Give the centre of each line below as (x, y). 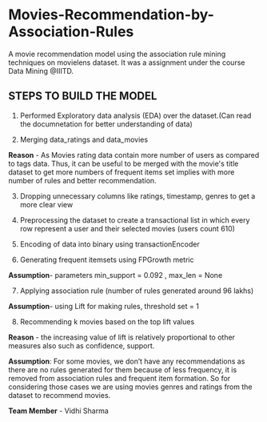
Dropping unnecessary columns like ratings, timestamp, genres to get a (137, 196)
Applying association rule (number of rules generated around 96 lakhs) (137, 291)
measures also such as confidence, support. (82, 345)
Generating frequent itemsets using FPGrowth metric (107, 259)
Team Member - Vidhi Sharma (59, 411)
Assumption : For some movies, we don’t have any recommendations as (127, 361)
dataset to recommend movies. (60, 395)
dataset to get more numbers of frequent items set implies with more (122, 172)
